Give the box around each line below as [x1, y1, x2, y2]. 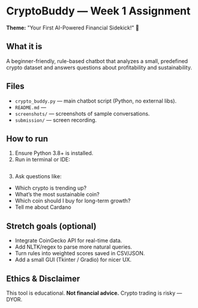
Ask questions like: [14, 173, 62, 180]
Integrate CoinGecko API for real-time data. [14, 237, 122, 244]
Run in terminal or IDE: [14, 156, 71, 163]
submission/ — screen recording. [14, 116, 97, 124]
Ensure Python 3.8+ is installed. [14, 149, 94, 157]
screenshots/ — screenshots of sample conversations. [14, 110, 150, 117]
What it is [6, 41, 43, 52]
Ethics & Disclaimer [6, 273, 80, 283]
